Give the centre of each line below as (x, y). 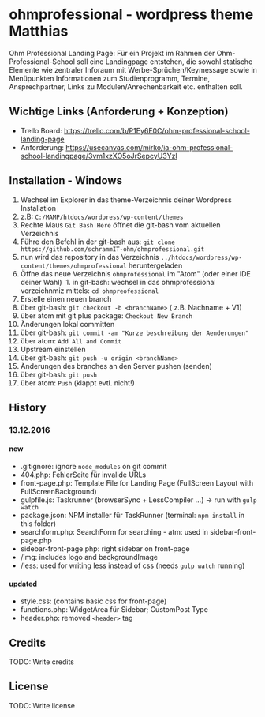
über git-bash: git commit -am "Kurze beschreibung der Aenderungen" (134, 332)
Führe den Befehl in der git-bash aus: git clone (98, 242)
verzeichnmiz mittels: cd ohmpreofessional (90, 291)
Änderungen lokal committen (67, 324)
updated (23, 584)
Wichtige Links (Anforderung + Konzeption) (119, 112)
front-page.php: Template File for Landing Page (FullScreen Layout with (137, 483)
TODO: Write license (42, 705)
